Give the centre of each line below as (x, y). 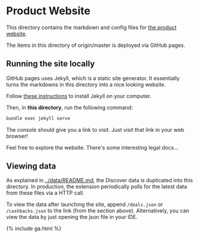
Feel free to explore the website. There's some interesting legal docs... (92, 147)
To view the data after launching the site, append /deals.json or (85, 204)
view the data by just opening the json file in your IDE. (72, 217)
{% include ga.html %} (34, 229)
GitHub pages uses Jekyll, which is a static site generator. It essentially (93, 78)
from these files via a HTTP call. (45, 193)
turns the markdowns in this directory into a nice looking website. (86, 84)
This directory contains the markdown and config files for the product (91, 27)
